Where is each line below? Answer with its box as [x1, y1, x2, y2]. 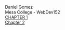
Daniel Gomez [5, 4, 33, 10]
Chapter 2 [5, 19, 25, 25]
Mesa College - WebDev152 [5, 9, 60, 15]
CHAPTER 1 [5, 15, 28, 20]
